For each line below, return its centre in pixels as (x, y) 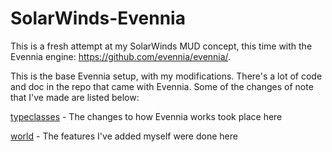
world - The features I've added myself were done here (124, 136)
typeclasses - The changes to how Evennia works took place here (146, 116)
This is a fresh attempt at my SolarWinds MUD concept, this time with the (161, 46)
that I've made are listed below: (75, 97)
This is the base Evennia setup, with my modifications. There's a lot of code (166, 76)
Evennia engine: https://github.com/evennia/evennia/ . (121, 56)
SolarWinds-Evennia (98, 18)
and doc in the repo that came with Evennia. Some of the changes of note (162, 86)
